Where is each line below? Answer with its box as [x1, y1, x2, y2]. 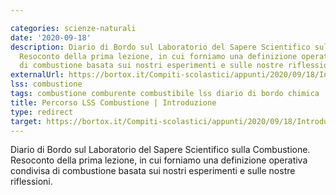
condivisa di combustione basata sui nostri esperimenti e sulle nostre [10, 165, 296, 177]
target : [10, 116, 43, 126]
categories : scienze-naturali [10, 23, 137, 33]
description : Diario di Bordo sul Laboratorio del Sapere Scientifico [10, 42, 311, 52]
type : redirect [10, 107, 74, 117]
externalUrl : [10, 70, 65, 80]
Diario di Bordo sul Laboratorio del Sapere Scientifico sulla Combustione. [10, 144, 311, 156]
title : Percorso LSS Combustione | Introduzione [10, 97, 217, 108]
